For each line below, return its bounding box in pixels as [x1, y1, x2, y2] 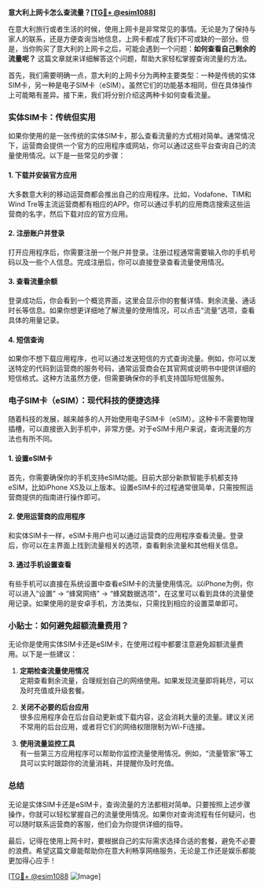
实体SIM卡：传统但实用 [8, 112, 96, 123]
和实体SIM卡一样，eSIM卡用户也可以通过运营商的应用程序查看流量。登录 [8, 530, 244, 540]
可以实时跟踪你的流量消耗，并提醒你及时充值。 [26, 758, 178, 768]
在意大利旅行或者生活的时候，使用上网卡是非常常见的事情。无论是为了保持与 [8, 24, 256, 34]
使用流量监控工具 [19, 739, 75, 748]
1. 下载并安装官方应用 [8, 170, 77, 179]
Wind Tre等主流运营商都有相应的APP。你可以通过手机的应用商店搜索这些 [8, 199, 244, 208]
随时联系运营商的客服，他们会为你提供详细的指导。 [21, 819, 187, 828]
